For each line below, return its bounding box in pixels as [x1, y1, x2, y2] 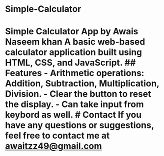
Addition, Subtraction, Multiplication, [5, 78, 160, 89]
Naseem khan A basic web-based [5, 36, 145, 48]
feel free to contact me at [5, 130, 110, 141]
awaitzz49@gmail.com [5, 141, 102, 152]
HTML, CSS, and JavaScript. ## [5, 57, 136, 68]
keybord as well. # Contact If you [5, 109, 142, 121]
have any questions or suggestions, [5, 120, 154, 131]
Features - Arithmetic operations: [5, 68, 145, 79]
